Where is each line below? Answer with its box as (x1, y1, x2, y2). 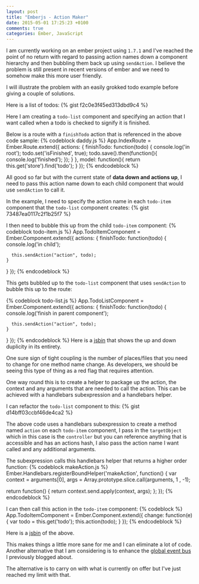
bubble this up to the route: (6, 286, 72, 293)
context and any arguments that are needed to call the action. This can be (6, 385, 187, 392)
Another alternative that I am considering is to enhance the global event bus (6, 547, 191, 554)
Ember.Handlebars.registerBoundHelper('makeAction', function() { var (6, 470, 177, 477)
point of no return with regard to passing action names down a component (6, 53, 188, 60)
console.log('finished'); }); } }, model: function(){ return (6, 156, 140, 163)
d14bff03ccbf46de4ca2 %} (6, 409, 73, 416)
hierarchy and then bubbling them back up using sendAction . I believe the (6, 60, 185, 67)
